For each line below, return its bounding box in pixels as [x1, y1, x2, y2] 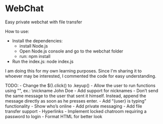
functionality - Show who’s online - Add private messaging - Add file [5, 103, 143, 109]
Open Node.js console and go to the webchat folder [19, 48, 124, 54]
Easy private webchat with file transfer [5, 19, 82, 25]
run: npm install [19, 53, 51, 59]
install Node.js [19, 43, 48, 49]
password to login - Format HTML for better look [5, 113, 103, 119]
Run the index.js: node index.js [12, 58, 74, 64]
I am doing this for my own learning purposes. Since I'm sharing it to [5, 68, 142, 73]
